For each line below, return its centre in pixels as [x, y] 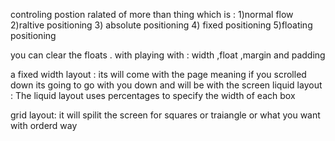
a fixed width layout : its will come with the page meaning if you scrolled [158, 74]
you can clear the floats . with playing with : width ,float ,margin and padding [168, 55]
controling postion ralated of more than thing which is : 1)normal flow [152, 14]
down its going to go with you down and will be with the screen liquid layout [166, 85]
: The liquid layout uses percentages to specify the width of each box [153, 95]
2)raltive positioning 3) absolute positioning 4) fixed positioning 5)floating [161, 25]
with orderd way [44, 125]
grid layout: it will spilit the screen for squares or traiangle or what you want [165, 115]
